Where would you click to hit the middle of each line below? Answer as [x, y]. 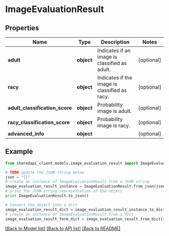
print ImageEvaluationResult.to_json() [47, 196]
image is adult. [114, 111]
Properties [22, 28]
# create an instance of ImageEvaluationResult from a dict [70, 214]
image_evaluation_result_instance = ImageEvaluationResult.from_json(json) [86, 187]
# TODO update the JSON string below [45, 172]
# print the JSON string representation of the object [64, 191]
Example [19, 152]
